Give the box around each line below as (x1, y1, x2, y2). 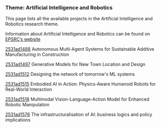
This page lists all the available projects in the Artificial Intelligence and (5, 16, 153, 22)
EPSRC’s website (5, 36, 41, 42)
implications (5, 117, 31, 123)
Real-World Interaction (5, 86, 52, 92)
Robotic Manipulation (5, 102, 50, 108)
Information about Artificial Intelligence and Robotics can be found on (5, 31, 150, 37)
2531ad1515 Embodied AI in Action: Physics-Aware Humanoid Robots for (5, 81, 156, 87)
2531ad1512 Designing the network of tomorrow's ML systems (5, 71, 135, 77)
